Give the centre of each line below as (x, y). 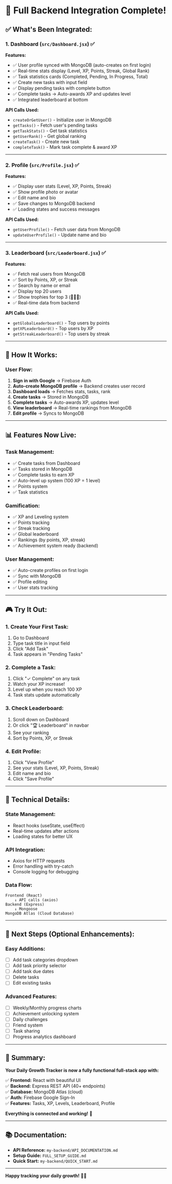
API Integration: (25, 849)
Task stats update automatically (46, 695)
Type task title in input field (41, 643)
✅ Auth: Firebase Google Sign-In (40, 1097)
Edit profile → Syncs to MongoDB (48, 413)
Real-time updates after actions (46, 831)
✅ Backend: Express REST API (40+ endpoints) (56, 1086)
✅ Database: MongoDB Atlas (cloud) (44, 1092)
